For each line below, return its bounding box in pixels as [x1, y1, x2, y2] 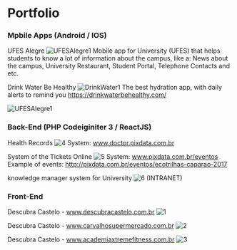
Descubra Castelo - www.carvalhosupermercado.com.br [7, 222, 175, 230]
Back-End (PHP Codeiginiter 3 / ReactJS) [7, 123, 152, 132]
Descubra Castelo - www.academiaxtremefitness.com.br [7, 235, 175, 244]
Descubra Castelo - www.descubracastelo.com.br [7, 208, 155, 217]
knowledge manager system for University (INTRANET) [7, 173, 183, 182]
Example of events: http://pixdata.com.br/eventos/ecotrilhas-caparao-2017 [7, 160, 228, 168]
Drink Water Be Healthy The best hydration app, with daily [7, 83, 223, 92]
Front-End [7, 191, 44, 201]
